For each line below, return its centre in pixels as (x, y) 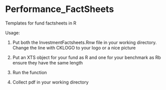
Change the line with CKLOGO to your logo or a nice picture (74, 47)
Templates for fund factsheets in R (41, 23)
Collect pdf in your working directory (50, 82)
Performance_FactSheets (60, 9)
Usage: (13, 32)
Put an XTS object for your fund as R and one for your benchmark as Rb (87, 57)
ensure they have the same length (48, 62)
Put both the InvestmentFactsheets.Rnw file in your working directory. (85, 42)
